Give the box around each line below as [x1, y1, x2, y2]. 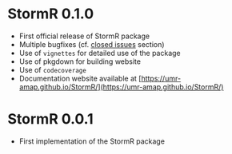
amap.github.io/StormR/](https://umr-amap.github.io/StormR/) [18, 81, 224, 92]
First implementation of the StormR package [18, 136, 166, 146]
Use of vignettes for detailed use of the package [18, 48, 181, 57]
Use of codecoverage [18, 65, 87, 74]
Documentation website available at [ [18, 73, 142, 83]
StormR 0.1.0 [7, 5, 94, 23]
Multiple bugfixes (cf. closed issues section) [18, 39, 165, 49]
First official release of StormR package [18, 31, 150, 41]
